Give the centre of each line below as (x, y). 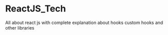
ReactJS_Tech (36, 9)
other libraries (20, 27)
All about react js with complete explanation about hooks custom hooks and (84, 22)
